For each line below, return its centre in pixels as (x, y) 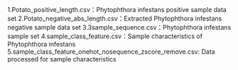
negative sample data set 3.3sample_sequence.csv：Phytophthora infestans (119, 27)
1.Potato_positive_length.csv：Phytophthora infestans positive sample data (117, 10)
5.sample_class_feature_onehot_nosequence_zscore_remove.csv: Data (111, 52)
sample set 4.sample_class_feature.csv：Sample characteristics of (105, 36)
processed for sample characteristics (62, 59)
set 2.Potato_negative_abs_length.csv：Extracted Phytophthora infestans (115, 18)
